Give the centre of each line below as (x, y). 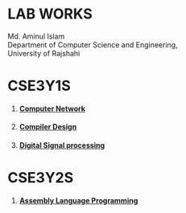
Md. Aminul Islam (36, 36)
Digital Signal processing (62, 145)
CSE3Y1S (39, 86)
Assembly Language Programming (79, 200)
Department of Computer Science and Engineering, (93, 44)
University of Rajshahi (44, 53)
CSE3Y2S (41, 178)
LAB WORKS (50, 14)
